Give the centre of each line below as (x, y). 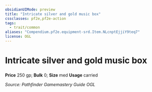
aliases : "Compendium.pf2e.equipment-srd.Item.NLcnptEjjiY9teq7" (72, 32)
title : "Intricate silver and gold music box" (53, 14)
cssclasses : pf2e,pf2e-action (36, 18)
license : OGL (18, 37)
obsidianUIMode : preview (30, 9)
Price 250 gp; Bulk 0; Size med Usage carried (51, 75)
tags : (10, 23)
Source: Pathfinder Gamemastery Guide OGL (50, 84)
